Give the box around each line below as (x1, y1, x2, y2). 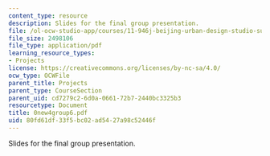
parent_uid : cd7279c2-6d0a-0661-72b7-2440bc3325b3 (8, 94, 182, 102)
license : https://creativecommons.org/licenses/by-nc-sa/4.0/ (8, 64, 221, 72)
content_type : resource (8, 11, 88, 20)
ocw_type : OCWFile (8, 72, 70, 80)
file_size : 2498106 (8, 34, 74, 43)
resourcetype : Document (8, 101, 88, 109)
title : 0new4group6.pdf (8, 109, 88, 117)
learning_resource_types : (8, 49, 95, 57)
